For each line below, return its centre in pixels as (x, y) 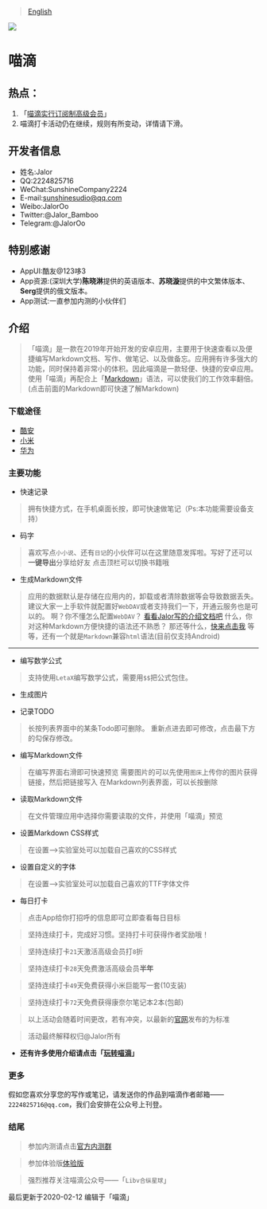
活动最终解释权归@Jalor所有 (74, 1036)
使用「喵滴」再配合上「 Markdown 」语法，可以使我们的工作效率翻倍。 (143, 379)
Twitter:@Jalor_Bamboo (59, 214)
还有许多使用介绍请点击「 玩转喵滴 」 (79, 1053)
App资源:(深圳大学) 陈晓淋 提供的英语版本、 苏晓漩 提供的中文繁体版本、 (134, 281)
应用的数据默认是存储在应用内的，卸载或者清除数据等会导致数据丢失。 (143, 596)
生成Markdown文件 (51, 579)
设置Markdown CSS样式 (59, 833)
